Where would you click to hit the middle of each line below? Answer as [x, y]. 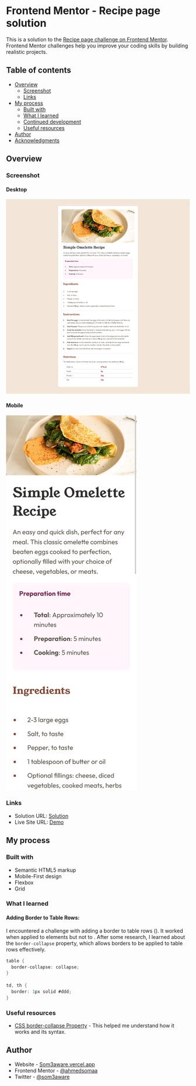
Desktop [17, 189]
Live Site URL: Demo [39, 822]
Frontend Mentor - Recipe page [83, 11]
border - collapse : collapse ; [45, 967]
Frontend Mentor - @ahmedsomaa [56, 1070]
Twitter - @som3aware [42, 1077]
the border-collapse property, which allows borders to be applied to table [94, 943]
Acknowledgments [37, 140]
